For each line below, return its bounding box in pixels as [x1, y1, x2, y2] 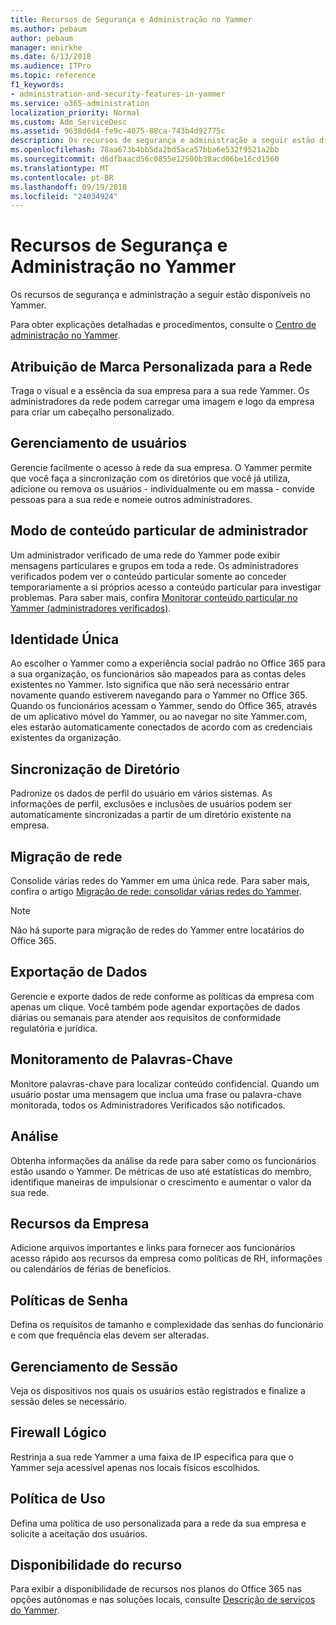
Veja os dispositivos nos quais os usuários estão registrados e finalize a [10, 1384, 306, 1396]
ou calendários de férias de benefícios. [10, 1263, 172, 1275]
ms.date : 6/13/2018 [10, 52, 92, 62]
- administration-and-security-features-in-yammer [10, 89, 226, 99]
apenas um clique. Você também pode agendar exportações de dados [10, 1001, 301, 1013]
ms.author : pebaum [10, 24, 87, 34]
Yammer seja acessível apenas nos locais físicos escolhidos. [10, 1461, 261, 1473]
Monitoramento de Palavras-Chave [10, 1051, 233, 1068]
